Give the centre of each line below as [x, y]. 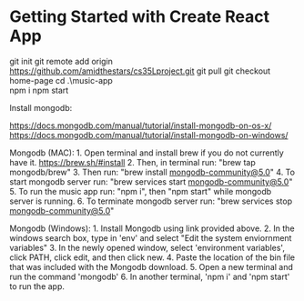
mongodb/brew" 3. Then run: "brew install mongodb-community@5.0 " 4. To [152, 172]
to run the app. [37, 286]
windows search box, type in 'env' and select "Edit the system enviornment [151, 237]
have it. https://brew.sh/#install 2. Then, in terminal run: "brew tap [133, 162]
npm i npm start [39, 90]
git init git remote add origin [61, 61]
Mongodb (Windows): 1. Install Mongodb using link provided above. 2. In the [152, 228]
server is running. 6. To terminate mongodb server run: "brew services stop [151, 201]
